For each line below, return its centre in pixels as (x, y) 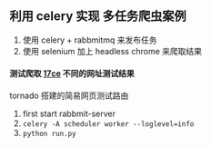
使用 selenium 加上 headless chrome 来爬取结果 (112, 51)
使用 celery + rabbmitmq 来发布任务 (90, 40)
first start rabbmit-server (69, 114)
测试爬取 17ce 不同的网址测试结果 (72, 73)
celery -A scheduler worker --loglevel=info (108, 124)
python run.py (49, 134)
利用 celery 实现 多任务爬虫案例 (98, 16)
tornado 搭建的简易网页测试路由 (69, 96)
